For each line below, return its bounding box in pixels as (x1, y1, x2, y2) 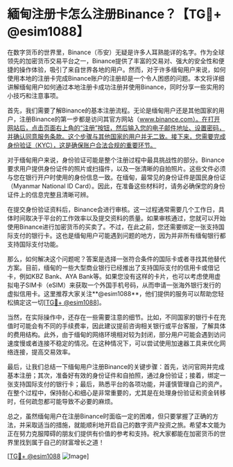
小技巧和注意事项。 (7, 91, 62, 99)
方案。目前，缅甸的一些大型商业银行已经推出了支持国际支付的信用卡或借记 (7, 263, 220, 272)
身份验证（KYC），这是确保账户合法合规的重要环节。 (7, 140, 157, 149)
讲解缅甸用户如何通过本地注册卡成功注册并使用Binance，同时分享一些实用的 (7, 83, 225, 91)
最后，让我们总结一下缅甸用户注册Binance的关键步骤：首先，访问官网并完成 (7, 362, 225, 370)
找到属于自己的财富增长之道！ (19, 438, 105, 446)
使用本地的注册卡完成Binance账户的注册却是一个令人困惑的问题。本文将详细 (7, 74, 225, 82)
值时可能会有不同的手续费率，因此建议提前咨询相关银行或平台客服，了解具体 (7, 321, 226, 330)
